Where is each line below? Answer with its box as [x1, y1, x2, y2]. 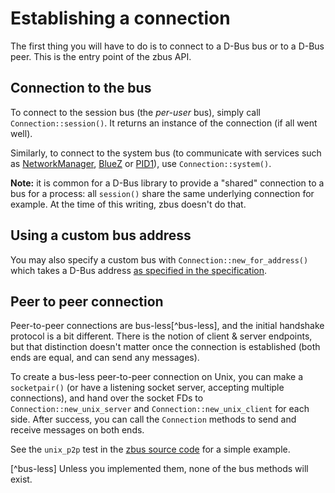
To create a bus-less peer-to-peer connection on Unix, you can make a [10, 371, 304, 383]
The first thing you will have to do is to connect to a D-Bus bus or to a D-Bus [10, 40, 325, 52]
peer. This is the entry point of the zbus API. [10, 50, 192, 62]
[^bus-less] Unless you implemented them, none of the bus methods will [10, 463, 309, 475]
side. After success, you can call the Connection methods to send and [10, 413, 297, 426]
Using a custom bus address [10, 227, 192, 244]
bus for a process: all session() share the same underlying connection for [10, 187, 315, 199]
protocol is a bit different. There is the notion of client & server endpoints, [10, 330, 313, 342]
